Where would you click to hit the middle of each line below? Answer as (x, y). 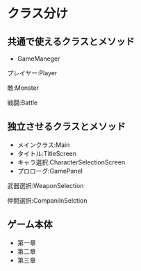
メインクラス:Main (43, 145)
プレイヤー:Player (32, 73)
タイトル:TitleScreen (47, 153)
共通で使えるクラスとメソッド (71, 41)
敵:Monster (23, 88)
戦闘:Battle (23, 102)
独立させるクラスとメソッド (67, 126)
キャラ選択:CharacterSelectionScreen (71, 162)
